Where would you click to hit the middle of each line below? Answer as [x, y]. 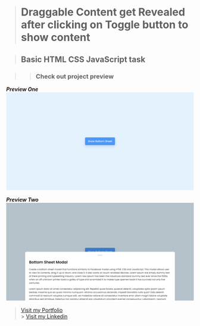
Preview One [22, 89]
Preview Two [22, 199]
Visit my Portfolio [42, 310]
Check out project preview [75, 76]
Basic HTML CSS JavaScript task [83, 59]
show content [55, 37]
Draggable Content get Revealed [103, 12]
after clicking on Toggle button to [104, 25]
